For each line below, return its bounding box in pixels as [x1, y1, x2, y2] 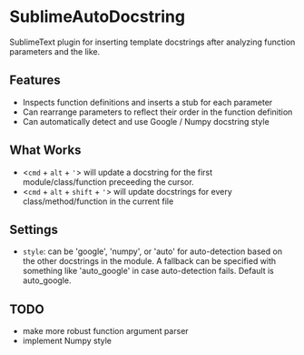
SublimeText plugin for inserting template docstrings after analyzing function [9, 36, 296, 47]
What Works [9, 143, 82, 158]
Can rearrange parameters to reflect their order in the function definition [22, 106, 293, 117]
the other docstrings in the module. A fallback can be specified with [22, 256, 277, 267]
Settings [9, 221, 59, 238]
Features [9, 73, 61, 88]
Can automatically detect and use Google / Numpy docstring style [22, 116, 270, 127]
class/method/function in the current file [22, 196, 174, 207]
